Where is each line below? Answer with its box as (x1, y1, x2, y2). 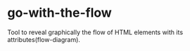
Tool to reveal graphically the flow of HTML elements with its (7, 28, 184, 36)
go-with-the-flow (7, 5, 113, 21)
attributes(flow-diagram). (7, 35, 81, 43)
